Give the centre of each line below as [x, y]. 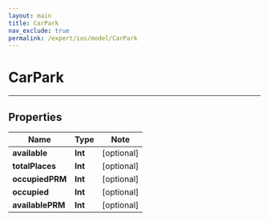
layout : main [30, 16]
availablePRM [39, 205]
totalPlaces [34, 166]
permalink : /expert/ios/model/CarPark [73, 38]
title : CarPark [34, 23]
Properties [35, 117]
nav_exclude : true [39, 30]
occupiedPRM [40, 179]
